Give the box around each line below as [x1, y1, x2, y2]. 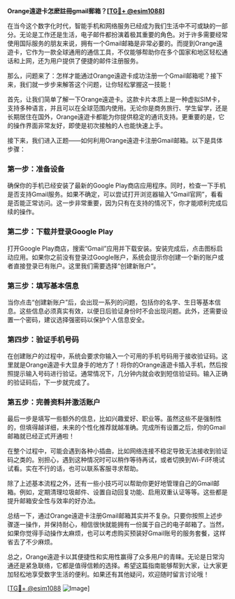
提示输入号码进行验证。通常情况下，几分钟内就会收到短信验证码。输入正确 [13, 369, 228, 378]
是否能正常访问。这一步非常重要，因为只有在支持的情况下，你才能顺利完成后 [7, 199, 228, 207]
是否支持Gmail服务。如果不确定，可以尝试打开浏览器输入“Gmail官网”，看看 [7, 190, 224, 199]
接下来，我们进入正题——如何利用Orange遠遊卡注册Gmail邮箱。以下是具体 [7, 136, 223, 144]
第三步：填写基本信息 [7, 281, 79, 290]
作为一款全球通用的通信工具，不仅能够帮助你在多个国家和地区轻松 [31, 48, 222, 56]
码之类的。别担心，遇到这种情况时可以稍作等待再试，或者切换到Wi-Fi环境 [7, 456, 219, 464]
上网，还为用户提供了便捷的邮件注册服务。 [19, 57, 142, 65]
